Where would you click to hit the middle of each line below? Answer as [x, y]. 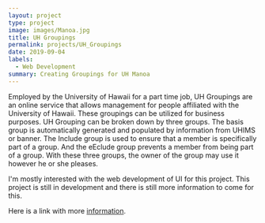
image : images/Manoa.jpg [49, 30]
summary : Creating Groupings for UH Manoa [79, 74]
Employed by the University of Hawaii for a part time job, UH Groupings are [131, 96]
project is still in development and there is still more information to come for [131, 187]
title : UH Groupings [42, 37]
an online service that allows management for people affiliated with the [124, 105]
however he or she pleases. [53, 163]
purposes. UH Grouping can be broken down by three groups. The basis [126, 121]
